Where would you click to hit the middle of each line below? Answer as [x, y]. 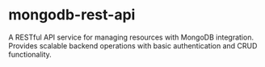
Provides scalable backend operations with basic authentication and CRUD [133, 45]
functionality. [30, 54]
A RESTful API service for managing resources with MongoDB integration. [131, 37]
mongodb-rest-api [72, 15]
